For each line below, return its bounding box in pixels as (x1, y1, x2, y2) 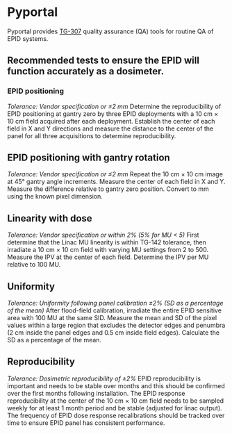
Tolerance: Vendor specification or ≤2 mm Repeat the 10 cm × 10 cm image (7, 170, 224, 178)
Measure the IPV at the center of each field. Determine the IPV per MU (7, 253, 209, 261)
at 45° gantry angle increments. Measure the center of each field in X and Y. (7, 178, 226, 186)
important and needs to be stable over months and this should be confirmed (7, 381, 226, 390)
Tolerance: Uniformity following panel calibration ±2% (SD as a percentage (7, 299, 224, 308)
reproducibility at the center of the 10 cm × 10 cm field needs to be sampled (7, 397, 224, 405)
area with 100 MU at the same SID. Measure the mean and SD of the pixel (7, 314, 217, 322)
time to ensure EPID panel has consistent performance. (7, 418, 165, 427)
